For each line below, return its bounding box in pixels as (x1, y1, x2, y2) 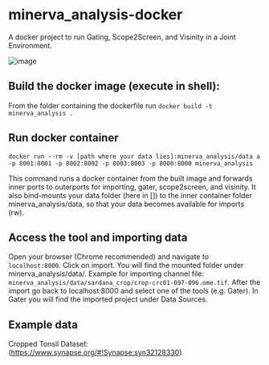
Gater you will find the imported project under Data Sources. (8, 294, 208, 304)
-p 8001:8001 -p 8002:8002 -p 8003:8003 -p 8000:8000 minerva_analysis (8, 159, 253, 168)
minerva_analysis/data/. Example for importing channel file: (8, 269, 205, 278)
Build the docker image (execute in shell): (8, 79, 221, 93)
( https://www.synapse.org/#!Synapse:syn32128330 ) (8, 347, 182, 358)
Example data (8, 318, 79, 331)
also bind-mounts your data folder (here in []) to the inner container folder (8, 190, 253, 200)
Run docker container (8, 131, 119, 145)
